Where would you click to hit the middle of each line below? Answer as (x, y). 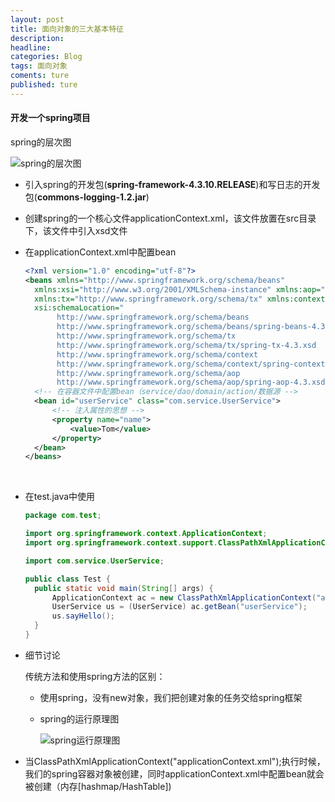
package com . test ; (63, 516)
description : (37, 38)
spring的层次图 (41, 142)
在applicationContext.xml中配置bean (100, 252)
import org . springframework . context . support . (121, 543)
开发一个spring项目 (50, 118)
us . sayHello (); (83, 616)
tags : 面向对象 (39, 66)
